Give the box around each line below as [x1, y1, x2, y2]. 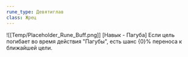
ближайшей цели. [6, 44, 53, 52]
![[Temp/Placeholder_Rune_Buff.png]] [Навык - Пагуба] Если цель [6, 31, 175, 38]
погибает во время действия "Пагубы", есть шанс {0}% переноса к [6, 38, 183, 45]
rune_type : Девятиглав [6, 8, 64, 15]
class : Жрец [6, 15, 37, 21]
